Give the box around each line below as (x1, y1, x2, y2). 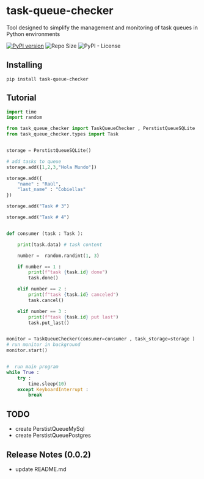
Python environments (6, 30, 60, 37)
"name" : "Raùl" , (17, 181, 62, 187)
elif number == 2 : (17, 286, 67, 292)
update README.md (15, 465, 67, 473)
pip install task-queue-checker (6, 76, 89, 82)
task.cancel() (28, 297, 64, 303)
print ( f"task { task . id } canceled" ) (28, 292, 119, 298)
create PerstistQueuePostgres (15, 431, 92, 439)
